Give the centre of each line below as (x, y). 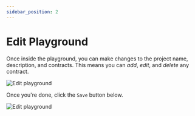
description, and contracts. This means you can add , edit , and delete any (98, 65)
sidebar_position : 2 (32, 12)
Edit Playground (47, 41)
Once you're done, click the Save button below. (65, 95)
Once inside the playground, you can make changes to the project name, (97, 59)
